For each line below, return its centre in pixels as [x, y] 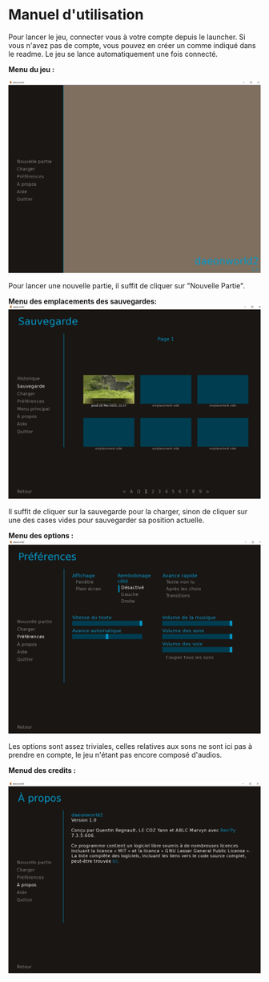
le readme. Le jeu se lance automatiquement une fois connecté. [113, 54]
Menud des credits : [42, 770]
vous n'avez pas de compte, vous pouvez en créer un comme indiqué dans [132, 45]
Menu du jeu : [31, 69]
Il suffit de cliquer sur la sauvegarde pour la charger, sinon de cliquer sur [128, 511]
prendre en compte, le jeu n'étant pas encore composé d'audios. [115, 755]
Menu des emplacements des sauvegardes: [83, 301]
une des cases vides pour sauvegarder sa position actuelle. [106, 520]
